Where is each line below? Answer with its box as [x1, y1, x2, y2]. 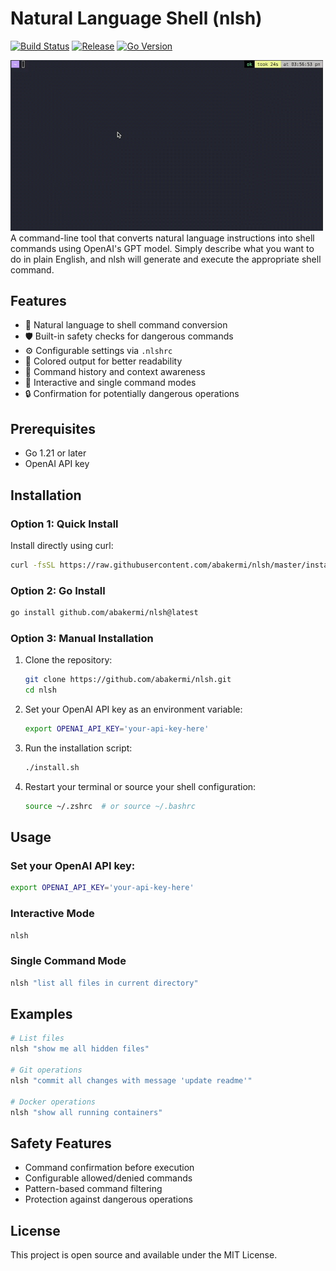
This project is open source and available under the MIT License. [10, 1249, 278, 1261]
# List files [10, 1033, 65, 1044]
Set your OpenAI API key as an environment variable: [24, 703, 243, 716]
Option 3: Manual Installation [10, 631, 154, 645]
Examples [10, 1005, 73, 1022]
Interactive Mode [10, 907, 95, 921]
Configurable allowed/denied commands [24, 1172, 193, 1184]
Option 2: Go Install [10, 583, 106, 597]
